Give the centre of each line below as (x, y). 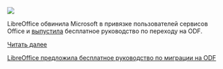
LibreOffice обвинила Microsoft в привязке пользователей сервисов (108, 24)
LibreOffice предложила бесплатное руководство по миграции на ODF (112, 58)
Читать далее (27, 45)
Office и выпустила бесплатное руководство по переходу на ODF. (105, 31)
